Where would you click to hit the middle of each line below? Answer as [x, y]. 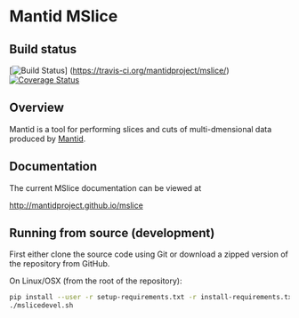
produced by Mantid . [48, 139]
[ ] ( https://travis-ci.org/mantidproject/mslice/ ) [119, 70]
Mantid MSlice [64, 16]
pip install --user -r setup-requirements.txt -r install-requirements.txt [153, 298]
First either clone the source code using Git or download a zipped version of [149, 254]
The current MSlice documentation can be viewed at [105, 187]
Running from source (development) [112, 233]
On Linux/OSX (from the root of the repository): [96, 281]
